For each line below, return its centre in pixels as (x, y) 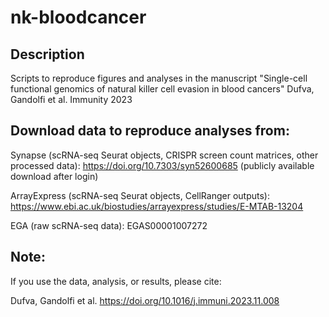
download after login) (54, 176)
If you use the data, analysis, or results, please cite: (116, 281)
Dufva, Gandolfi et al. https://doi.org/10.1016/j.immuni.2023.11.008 (145, 300)
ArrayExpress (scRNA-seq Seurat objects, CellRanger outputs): (140, 195)
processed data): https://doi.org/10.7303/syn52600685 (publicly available (162, 165)
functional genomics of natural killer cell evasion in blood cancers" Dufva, (162, 89)
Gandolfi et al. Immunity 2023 (71, 99)
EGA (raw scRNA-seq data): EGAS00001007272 (109, 225)
